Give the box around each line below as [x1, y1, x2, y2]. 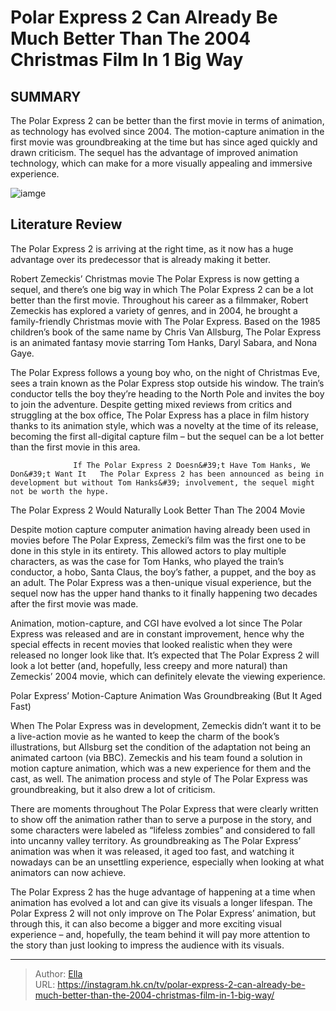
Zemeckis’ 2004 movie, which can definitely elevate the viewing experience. [10, 670, 326, 682]
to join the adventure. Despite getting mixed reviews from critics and [10, 398, 293, 410]
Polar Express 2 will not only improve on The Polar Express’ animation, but [10, 907, 317, 919]
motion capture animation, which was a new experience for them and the [10, 762, 312, 774]
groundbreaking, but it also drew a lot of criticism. [10, 783, 216, 795]
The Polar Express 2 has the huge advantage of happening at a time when [10, 886, 316, 898]
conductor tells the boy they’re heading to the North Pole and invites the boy [10, 387, 325, 400]
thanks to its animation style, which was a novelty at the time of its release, [10, 419, 319, 431]
